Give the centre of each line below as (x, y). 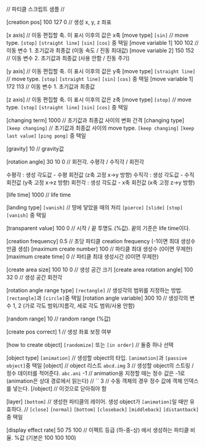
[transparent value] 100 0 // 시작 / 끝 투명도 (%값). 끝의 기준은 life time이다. (99, 228)
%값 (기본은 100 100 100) (45, 437)
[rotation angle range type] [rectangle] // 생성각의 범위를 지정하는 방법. (95, 290)
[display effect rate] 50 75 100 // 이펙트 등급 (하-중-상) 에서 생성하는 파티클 (98, 430)
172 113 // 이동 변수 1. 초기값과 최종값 (51, 87)
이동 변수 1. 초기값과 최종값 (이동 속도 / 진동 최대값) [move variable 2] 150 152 (100, 50)
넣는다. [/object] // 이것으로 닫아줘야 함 (60, 388)
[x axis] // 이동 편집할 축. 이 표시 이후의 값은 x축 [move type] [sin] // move (98, 35)
